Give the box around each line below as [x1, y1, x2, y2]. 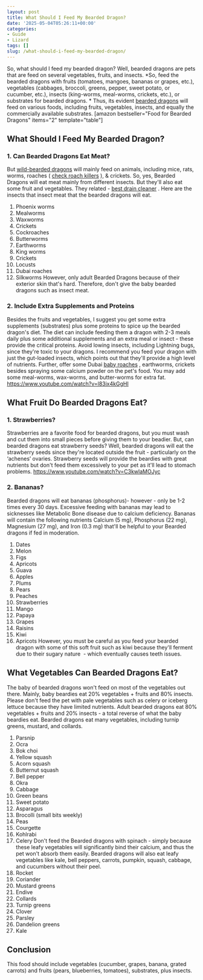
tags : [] [7, 43, 29, 49]
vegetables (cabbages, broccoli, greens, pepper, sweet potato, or [7, 84, 170, 91]
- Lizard [7, 37, 29, 43]
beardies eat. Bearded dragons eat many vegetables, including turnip [7, 715, 179, 723]
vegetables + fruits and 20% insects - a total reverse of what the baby [7, 709, 182, 717]
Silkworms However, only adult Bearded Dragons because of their [15, 274, 180, 281]
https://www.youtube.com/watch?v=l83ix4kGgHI [7, 380, 129, 387]
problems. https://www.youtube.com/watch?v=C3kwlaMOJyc [7, 468, 161, 475]
